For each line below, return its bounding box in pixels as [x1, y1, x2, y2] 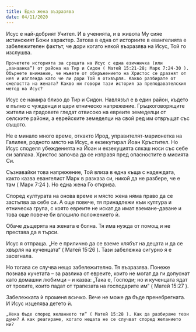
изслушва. [6, 49, 32, 56]
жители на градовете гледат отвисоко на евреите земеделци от [6, 108, 166, 115]
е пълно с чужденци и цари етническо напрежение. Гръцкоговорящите [6, 102, 185, 109]
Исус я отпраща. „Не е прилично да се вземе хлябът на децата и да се [6, 239, 183, 247]
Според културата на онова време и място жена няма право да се [6, 192, 173, 199]
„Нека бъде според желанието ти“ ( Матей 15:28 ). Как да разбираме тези [6, 311, 190, 317]
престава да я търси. [6, 228, 59, 235]
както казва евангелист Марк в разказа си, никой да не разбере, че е [6, 174, 181, 182]
